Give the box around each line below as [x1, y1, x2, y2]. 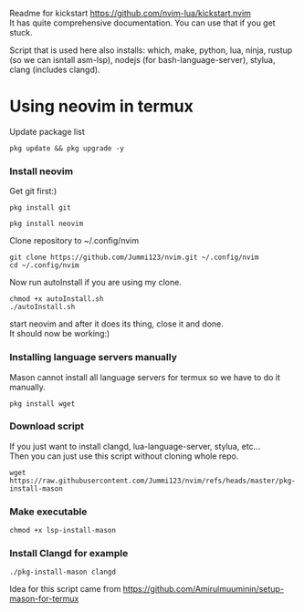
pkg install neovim [9, 219, 84, 229]
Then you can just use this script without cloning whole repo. [9, 451, 239, 462]
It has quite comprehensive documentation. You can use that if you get [9, 17, 276, 28]
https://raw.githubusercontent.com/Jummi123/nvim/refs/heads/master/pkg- [9, 476, 297, 485]
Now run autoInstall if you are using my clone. [9, 277, 183, 288]
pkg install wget [9, 399, 76, 409]
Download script [9, 420, 85, 432]
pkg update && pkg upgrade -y [9, 143, 125, 153]
